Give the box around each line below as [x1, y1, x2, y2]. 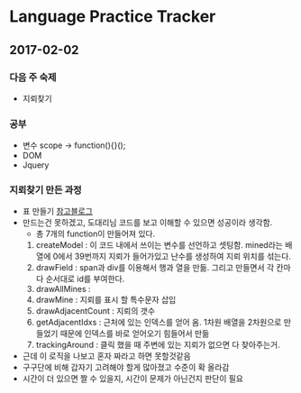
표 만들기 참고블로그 [22, 206, 93, 217]
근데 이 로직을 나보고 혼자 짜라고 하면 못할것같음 [22, 351, 191, 361]
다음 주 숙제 [9, 70, 57, 83]
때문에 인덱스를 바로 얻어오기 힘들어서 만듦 [59, 328, 210, 339]
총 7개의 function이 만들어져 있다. [35, 228, 156, 240]
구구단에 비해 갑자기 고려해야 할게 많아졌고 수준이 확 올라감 [22, 362, 230, 373]
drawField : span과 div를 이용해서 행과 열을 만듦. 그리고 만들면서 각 [35, 262, 275, 273]
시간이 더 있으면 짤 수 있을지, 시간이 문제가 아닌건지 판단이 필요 [22, 373, 243, 384]
